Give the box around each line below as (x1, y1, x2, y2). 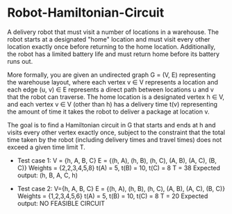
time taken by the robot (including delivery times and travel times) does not (7, 135, 222, 143)
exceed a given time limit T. (7, 143, 85, 151)
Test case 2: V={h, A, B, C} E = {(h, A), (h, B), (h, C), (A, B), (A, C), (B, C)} (17, 184, 226, 193)
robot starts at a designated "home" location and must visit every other (7, 35, 210, 43)
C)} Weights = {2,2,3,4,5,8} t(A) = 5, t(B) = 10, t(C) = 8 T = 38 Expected (17, 163, 221, 172)
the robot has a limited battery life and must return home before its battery (7, 50, 220, 58)
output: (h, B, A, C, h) (17, 171, 78, 179)
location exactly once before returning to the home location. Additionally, (7, 42, 216, 51)
